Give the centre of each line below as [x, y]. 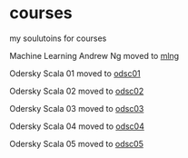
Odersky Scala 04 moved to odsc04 [77, 126]
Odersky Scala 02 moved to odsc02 [77, 91]
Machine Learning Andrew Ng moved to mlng [94, 55]
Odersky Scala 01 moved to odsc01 [75, 73]
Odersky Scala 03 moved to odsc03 [77, 108]
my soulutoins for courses [58, 38]
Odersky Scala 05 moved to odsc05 [76, 143]
